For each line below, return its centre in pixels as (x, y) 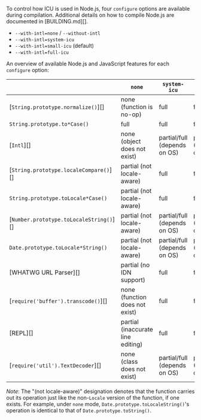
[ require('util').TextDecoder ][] (55, 365)
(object (131, 141)
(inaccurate (137, 329)
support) (133, 280)
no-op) (131, 114)
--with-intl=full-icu (42, 53)
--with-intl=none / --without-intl (57, 33)
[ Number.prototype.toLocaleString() (61, 219)
